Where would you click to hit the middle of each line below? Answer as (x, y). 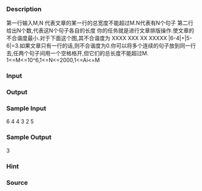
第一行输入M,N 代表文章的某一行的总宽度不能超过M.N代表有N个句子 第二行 (100, 23)
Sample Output (29, 137)
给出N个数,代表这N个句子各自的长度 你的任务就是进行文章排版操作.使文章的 (100, 31)
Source (17, 183)
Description (24, 9)
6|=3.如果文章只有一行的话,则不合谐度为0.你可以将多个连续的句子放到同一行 (101, 46)
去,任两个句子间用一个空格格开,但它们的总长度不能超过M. (77, 53)
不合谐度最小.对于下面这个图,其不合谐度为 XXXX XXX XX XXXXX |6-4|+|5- (99, 38)
